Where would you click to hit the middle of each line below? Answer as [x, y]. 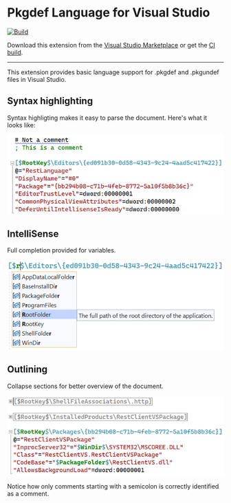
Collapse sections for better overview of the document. [85, 386]
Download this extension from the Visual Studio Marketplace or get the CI [111, 45]
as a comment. [28, 494]
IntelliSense [33, 234]
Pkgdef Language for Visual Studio [109, 13]
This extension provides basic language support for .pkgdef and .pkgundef [113, 72]
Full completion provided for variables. [62, 250]
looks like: [21, 125]
